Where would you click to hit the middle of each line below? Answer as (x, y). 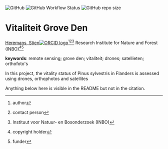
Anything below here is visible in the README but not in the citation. (75, 88)
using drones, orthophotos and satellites (47, 79)
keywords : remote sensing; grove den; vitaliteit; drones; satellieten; (74, 58)
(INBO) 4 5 (14, 48)
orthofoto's (17, 64)
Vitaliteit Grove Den (46, 28)
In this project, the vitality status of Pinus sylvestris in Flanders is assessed (82, 73)
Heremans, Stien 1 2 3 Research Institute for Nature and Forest (81, 42)
